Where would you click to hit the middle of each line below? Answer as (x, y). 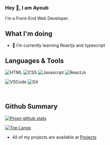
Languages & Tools (35, 61)
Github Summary (31, 107)
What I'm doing (29, 34)
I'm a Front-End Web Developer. (37, 18)
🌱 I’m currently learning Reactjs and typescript (59, 45)
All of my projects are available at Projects (54, 137)
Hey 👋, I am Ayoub (27, 8)
